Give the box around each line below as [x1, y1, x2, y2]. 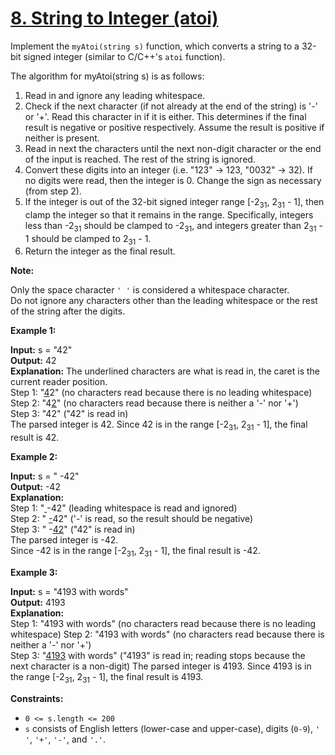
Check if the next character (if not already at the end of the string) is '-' [24, 100, 318, 112]
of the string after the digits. [10, 305, 126, 317]
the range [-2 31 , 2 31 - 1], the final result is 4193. [10, 670, 204, 685]
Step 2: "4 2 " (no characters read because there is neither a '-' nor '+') [10, 397, 299, 409]
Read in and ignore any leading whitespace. [24, 89, 206, 101]
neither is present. [24, 132, 100, 144]
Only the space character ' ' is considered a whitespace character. [10, 284, 290, 296]
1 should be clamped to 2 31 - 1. [24, 232, 152, 247]
